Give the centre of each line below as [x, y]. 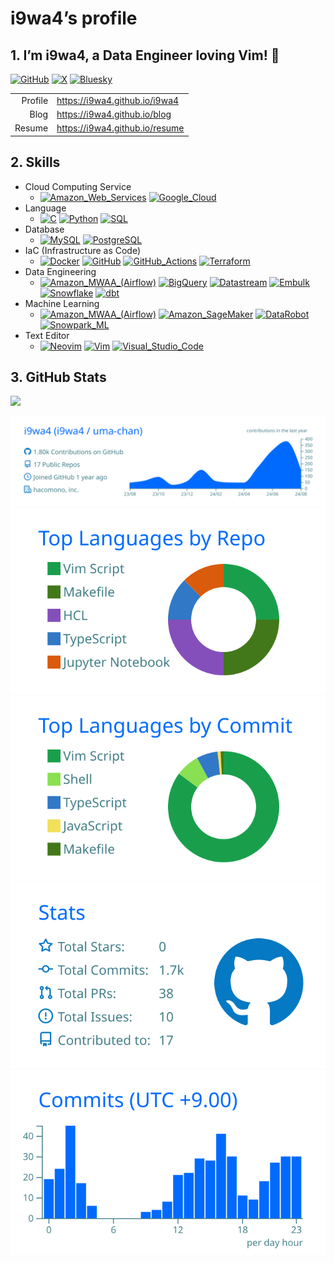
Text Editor [47, 335]
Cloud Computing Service [78, 186]
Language [45, 208]
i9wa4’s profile [74, 18]
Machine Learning [62, 303]
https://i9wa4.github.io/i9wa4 [118, 100]
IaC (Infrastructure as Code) [83, 250]
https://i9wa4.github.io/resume [120, 128]
